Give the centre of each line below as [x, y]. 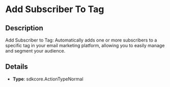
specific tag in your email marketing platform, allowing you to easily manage [85, 46]
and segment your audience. [35, 51]
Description [24, 28]
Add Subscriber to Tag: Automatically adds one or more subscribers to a [81, 40]
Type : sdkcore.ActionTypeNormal [48, 79]
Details [17, 67]
